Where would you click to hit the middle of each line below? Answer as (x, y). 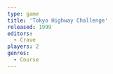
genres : (19, 54)
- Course (26, 60)
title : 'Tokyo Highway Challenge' (58, 20)
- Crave (25, 40)
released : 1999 (29, 27)
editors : (20, 33)
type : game (23, 14)
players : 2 (23, 47)
